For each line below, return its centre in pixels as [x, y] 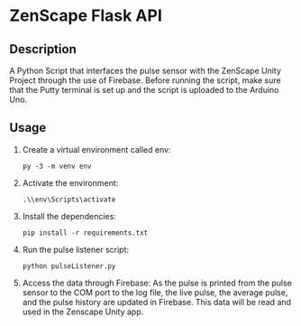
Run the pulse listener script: [75, 249]
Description [43, 49]
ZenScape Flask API [86, 16]
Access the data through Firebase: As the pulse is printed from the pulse [157, 283]
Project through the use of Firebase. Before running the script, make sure [145, 80]
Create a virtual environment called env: [96, 149]
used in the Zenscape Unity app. [83, 312]
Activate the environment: [70, 182]
